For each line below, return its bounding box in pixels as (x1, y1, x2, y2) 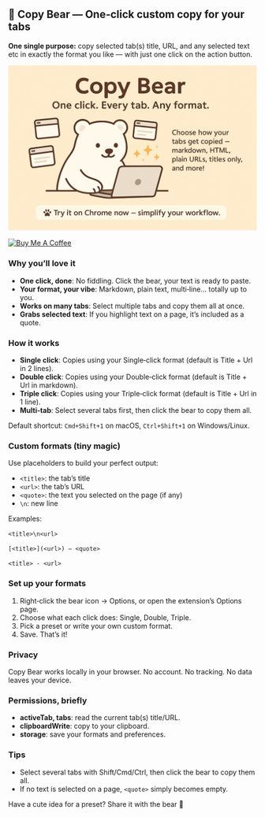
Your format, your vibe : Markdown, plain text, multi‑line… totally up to (19, 284, 247, 294)
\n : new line (19, 499, 58, 508)
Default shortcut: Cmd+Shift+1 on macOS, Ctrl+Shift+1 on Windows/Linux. (8, 421, 250, 430)
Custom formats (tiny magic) (8, 440, 121, 451)
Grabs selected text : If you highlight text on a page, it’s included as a (19, 309, 244, 319)
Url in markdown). (19, 381, 79, 390)
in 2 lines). (19, 364, 54, 373)
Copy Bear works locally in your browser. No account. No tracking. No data (8, 667, 252, 676)
